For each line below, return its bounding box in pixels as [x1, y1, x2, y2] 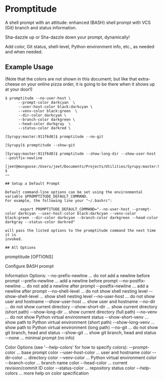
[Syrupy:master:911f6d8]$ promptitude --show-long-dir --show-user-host [5, 151, 156, 156]
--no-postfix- [119, 278, 146, 283]
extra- [138, 76, 150, 81]
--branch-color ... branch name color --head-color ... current [5, 360, 128, 365]
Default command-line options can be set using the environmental [5, 189, 143, 195]
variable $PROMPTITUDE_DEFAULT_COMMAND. [5, 194, 89, 199]
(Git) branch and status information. [5, 24, 77, 30]
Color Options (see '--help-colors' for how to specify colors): [5, 344, 128, 350]
